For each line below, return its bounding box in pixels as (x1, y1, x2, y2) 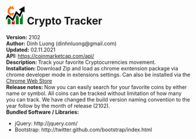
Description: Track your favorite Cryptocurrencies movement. (6, 59, 157, 66)
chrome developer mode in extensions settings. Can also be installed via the (6, 71, 191, 78)
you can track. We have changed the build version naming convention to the (6, 96, 191, 103)
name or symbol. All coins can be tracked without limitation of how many (6, 90, 182, 97)
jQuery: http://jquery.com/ (14, 120, 78, 127)
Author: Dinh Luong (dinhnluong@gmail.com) (6, 40, 117, 47)
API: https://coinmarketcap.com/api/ (6, 52, 94, 59)
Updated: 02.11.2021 (6, 46, 56, 53)
